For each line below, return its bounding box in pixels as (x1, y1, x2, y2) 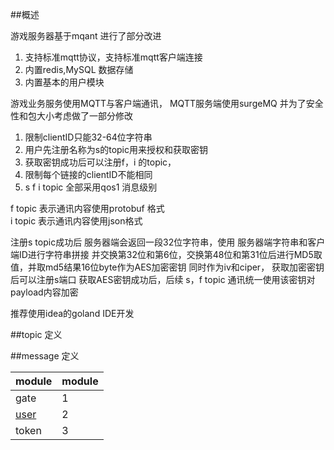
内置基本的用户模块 (24, 76, 105, 88)
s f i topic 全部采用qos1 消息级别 (24, 181, 158, 193)
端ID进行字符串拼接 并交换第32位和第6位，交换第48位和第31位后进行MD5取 (10, 249, 323, 260)
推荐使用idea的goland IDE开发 (10, 308, 135, 319)
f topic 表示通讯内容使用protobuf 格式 (10, 203, 165, 214)
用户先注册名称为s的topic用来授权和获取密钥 (24, 144, 208, 155)
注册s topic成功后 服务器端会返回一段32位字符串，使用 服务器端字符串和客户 (10, 236, 326, 248)
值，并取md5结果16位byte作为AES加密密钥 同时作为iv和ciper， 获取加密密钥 (10, 261, 325, 273)
